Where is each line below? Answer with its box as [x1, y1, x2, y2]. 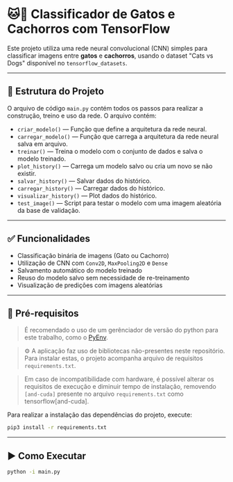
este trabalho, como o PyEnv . [24, 333, 109, 342]
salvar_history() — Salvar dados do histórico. [17, 177, 152, 185]
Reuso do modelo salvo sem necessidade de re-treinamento [17, 273, 190, 282]
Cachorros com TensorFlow [7, 21, 171, 37]
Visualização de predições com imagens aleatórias [17, 281, 163, 289]
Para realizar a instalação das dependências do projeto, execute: [7, 410, 193, 419]
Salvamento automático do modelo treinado [17, 266, 142, 274]
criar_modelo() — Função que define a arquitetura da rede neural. [17, 124, 207, 133]
